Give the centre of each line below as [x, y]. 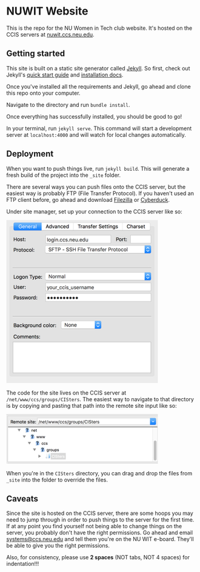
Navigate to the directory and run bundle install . [68, 105]
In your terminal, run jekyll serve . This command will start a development [99, 128]
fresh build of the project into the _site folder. [64, 175]
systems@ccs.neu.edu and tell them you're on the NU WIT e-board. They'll [100, 539]
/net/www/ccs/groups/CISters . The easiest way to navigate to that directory [100, 399]
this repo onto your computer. [43, 93]
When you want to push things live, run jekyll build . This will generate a [98, 168]
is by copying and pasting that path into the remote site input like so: [92, 405]
